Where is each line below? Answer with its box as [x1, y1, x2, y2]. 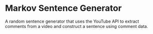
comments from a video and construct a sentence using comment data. [5, 23, 148, 29]
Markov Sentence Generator [5, 3, 122, 14]
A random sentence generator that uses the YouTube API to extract [5, 18, 139, 24]
